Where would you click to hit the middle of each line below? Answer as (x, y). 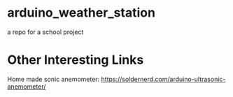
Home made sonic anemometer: (54, 79)
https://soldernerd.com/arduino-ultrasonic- (163, 79)
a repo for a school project (45, 32)
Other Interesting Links (76, 60)
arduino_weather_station (82, 13)
